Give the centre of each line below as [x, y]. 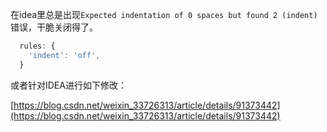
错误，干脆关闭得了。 [54, 27]
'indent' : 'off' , [64, 55]
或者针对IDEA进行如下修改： [68, 85]
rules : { [37, 46]
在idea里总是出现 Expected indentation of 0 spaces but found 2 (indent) [164, 14]
